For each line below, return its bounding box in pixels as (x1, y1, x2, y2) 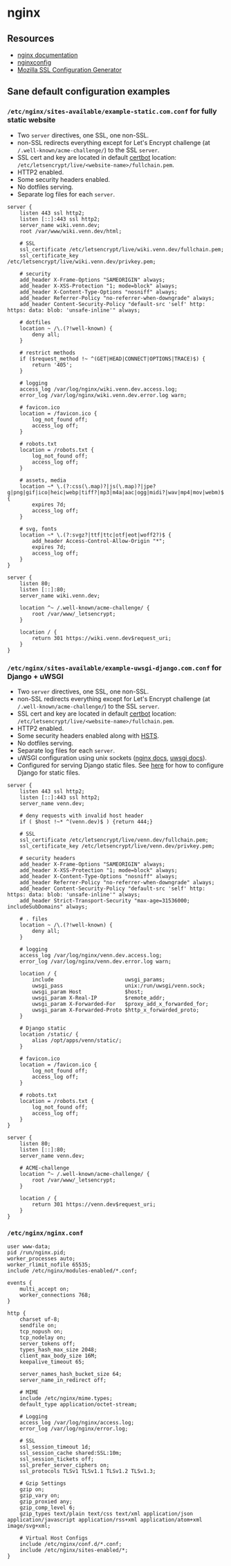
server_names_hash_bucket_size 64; (19, 1371, 122, 1378)
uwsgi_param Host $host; (32, 988, 144, 995)
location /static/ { (19, 1031, 79, 1038)
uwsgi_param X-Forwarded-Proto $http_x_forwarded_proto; (32, 1007, 199, 1013)
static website (7, 115, 56, 125)
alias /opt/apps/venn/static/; (32, 1036, 122, 1044)
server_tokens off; (19, 1340, 76, 1347)
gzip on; (19, 1486, 45, 1493)
